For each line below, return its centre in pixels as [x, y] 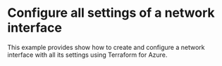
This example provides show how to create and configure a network [106, 47]
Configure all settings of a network [111, 13]
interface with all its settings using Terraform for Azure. [87, 55]
